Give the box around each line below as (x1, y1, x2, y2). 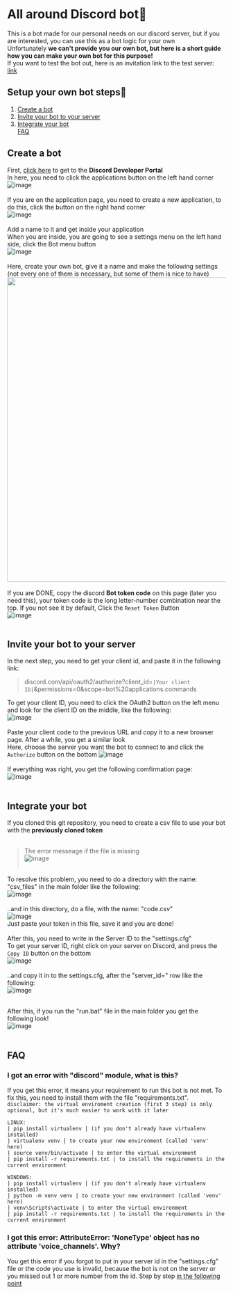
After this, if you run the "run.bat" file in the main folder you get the (7, 1007, 199, 1016)
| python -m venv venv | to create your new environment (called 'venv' (7, 1192, 222, 1199)
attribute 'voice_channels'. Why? (7, 1241, 121, 1251)
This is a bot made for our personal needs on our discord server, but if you (7, 29, 220, 38)
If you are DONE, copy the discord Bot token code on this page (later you (7, 588, 217, 597)
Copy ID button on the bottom (7, 949, 92, 958)
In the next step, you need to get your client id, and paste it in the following (7, 657, 221, 665)
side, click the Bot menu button (7, 239, 96, 248)
